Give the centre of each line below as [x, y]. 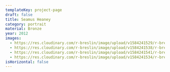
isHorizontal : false [27, 62]
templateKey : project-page [34, 10]
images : [13, 39]
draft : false [19, 15]
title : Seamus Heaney [28, 19]
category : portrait [26, 24]
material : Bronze [24, 29]
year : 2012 [17, 33]
